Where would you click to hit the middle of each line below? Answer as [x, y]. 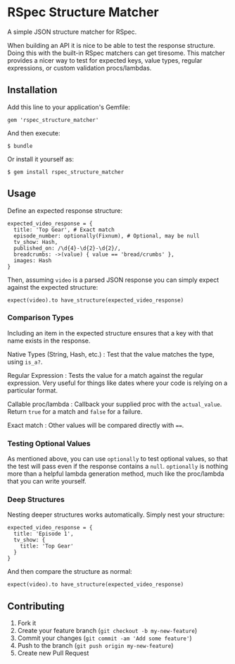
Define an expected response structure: [65, 210]
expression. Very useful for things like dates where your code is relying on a [117, 383]
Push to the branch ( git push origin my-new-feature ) [95, 646]
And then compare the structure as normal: [70, 572]
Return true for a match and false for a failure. [75, 411]
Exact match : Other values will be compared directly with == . [96, 425]
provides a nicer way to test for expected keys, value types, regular [105, 60]
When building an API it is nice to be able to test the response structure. [112, 45]
